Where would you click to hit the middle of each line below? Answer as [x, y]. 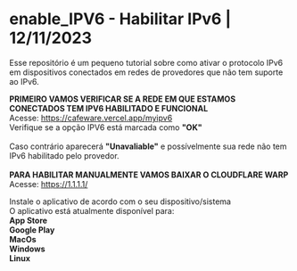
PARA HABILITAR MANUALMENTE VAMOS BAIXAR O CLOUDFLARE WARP [149, 175]
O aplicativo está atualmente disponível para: [92, 210]
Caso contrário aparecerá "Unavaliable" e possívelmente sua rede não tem [148, 146]
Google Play [32, 230]
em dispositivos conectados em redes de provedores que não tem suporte [146, 72]
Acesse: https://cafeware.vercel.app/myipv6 [91, 118]
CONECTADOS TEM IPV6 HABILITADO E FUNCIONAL [109, 108]
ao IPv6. [25, 81]
